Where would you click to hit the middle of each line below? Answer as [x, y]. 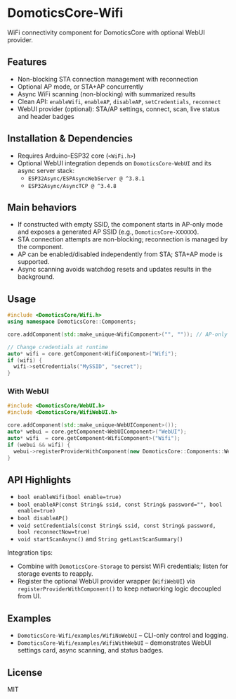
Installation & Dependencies [70, 139]
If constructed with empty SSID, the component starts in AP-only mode [120, 225]
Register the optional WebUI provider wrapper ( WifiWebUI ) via [106, 581]
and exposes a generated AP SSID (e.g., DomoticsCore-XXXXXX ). [108, 232]
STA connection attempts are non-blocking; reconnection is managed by [123, 239]
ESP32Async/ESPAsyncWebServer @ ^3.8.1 [86, 178]
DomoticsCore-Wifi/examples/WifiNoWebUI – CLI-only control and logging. [123, 636]
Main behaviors [42, 207]
